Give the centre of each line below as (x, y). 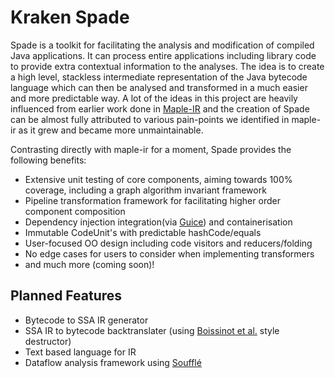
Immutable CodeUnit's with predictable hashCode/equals (143, 232)
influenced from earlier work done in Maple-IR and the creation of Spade (160, 108)
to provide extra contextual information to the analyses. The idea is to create (167, 66)
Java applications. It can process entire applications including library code (163, 55)
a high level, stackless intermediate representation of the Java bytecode (159, 77)
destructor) (48, 341)
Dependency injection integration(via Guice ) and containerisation (158, 222)
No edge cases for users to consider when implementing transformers (169, 253)
